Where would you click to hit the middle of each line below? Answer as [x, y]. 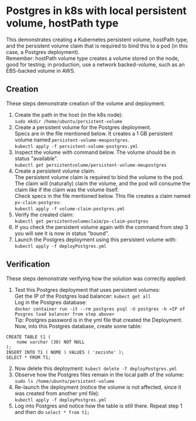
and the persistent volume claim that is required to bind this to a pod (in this [97, 46]
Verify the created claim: [44, 214]
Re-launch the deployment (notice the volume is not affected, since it [98, 387]
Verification [28, 265]
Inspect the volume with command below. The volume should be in [95, 152]
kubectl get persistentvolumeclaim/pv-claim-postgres [81, 221]
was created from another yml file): [57, 393]
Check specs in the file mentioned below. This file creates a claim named [102, 196]
